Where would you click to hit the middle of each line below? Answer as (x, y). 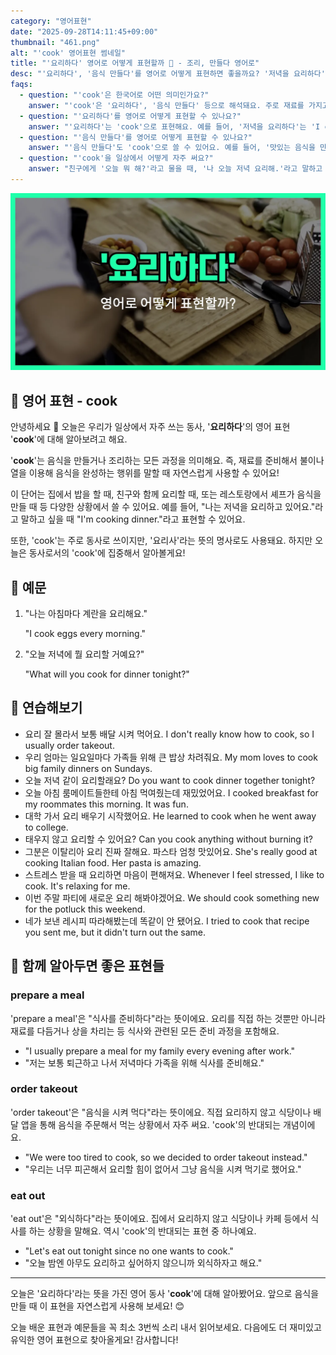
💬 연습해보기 (46, 708)
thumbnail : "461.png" (55, 42)
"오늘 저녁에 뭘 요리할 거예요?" (84, 654)
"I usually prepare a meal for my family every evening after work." (160, 1051)
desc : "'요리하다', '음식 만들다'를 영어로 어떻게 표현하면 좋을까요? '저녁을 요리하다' (168, 74)
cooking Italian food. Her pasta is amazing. (113, 862)
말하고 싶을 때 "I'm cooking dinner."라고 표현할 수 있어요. (133, 519)
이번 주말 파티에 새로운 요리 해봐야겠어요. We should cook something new (172, 897)
